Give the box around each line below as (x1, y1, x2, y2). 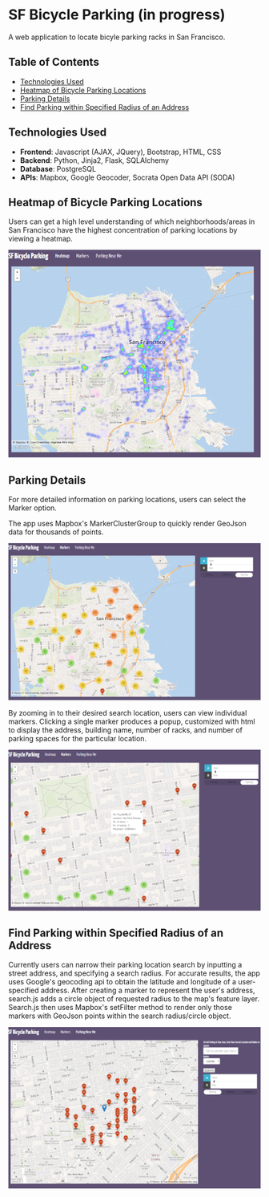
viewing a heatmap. (8, 234, 74, 244)
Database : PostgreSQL (19, 164, 97, 173)
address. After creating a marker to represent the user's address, (40, 985, 255, 996)
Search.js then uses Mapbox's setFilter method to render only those (8, 1003, 232, 1012)
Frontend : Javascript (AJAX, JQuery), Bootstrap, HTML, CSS (19, 147, 222, 156)
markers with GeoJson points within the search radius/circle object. (8, 1011, 231, 1020)
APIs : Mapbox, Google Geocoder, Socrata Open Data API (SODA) (19, 172, 235, 182)
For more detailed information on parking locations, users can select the (8, 495, 247, 505)
